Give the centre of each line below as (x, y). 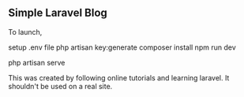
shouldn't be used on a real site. (60, 86)
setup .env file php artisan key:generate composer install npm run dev (122, 47)
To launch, (25, 32)
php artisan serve (37, 62)
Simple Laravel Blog (58, 13)
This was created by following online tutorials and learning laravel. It (119, 77)
